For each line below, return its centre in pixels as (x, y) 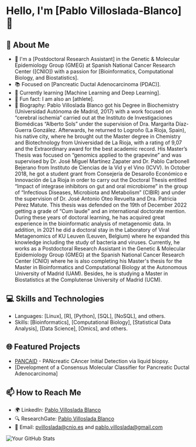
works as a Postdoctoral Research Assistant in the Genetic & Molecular (100, 248)
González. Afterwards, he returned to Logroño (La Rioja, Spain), (109, 130)
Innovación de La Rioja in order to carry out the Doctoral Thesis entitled (101, 180)
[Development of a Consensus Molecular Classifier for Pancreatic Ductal (102, 367)
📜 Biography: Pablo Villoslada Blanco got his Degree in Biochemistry (97, 105)
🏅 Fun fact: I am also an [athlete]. (54, 99)
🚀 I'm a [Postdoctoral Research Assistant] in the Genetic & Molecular (97, 59)
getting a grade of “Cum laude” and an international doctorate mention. (100, 211)
